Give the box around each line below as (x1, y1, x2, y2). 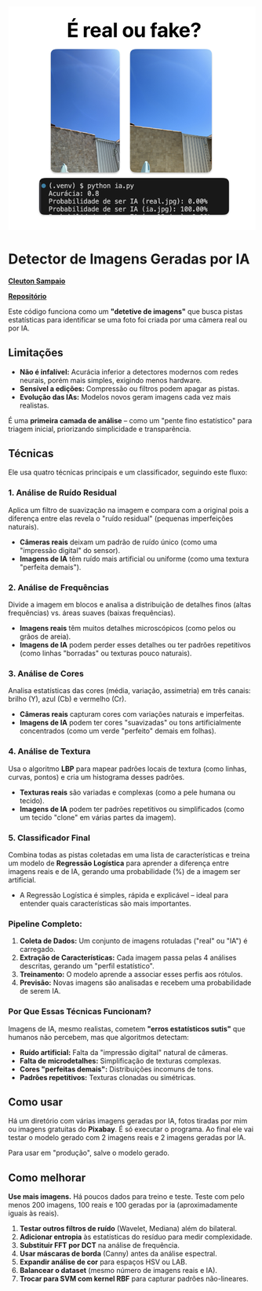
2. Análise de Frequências (8, 581, 110, 592)
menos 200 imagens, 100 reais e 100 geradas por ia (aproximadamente (8, 1201, 238, 1210)
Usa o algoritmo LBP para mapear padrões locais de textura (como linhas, (8, 764, 247, 773)
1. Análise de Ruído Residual (8, 487, 118, 498)
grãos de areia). (19, 632, 71, 641)
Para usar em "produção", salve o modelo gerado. (8, 1148, 170, 1158)
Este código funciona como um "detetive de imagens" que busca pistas (8, 306, 243, 316)
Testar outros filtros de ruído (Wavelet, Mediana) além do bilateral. (19, 1224, 238, 1234)
